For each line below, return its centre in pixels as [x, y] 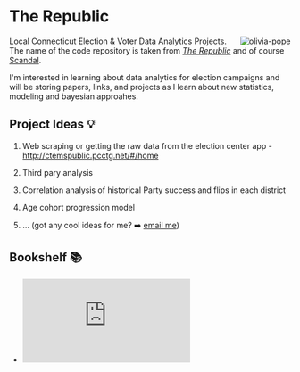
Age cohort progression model [79, 207]
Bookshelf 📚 [46, 257]
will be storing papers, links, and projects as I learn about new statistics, [142, 87]
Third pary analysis [58, 172]
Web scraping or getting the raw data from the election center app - [147, 145]
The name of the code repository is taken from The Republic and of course [147, 50]
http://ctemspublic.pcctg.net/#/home [90, 155]
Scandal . [25, 60]
